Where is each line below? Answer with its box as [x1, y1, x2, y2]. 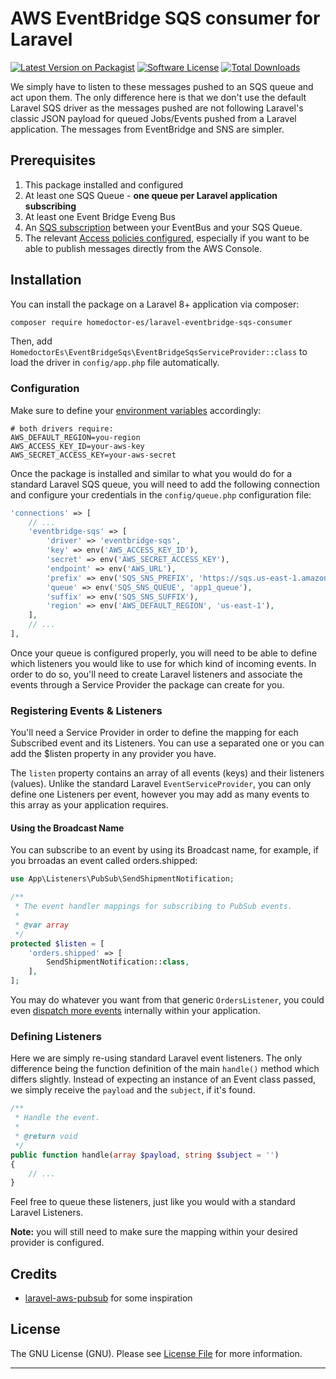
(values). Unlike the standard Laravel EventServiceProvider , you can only [10, 778, 312, 790]
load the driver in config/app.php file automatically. [10, 357, 220, 369]
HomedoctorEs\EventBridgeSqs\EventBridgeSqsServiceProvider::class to [10, 346, 308, 358]
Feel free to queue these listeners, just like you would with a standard [10, 1196, 296, 1208]
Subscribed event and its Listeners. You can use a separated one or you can [10, 737, 325, 749]
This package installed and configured [24, 178, 184, 191]
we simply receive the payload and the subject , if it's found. [10, 1084, 256, 1096]
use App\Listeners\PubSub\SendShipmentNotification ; [10, 874, 235, 884]
